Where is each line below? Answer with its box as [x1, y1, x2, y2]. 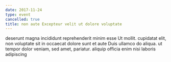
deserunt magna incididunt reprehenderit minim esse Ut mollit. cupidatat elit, [5, 35, 166, 41]
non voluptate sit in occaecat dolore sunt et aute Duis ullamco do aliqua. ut [5, 41, 162, 47]
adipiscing [5, 51, 27, 57]
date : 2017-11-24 [5, 7, 42, 13]
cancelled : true [5, 17, 40, 22]
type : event [5, 12, 31, 17]
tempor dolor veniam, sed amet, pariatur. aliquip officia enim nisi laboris [5, 46, 156, 52]
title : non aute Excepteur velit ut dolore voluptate [5, 21, 123, 27]
